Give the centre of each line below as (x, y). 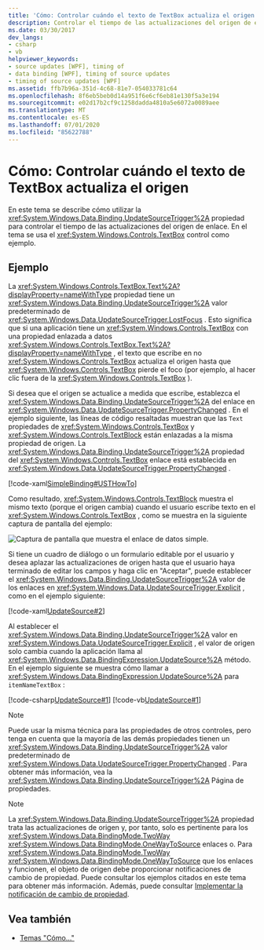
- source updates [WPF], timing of (66, 67)
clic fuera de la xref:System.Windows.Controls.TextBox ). (100, 378)
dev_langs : (26, 37)
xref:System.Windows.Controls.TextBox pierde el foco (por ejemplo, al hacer (132, 370)
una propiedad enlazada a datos (60, 336)
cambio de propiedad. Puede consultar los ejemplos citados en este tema (127, 878)
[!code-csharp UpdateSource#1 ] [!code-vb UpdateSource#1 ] (105, 700)
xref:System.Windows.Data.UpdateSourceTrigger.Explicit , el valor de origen (132, 643)
